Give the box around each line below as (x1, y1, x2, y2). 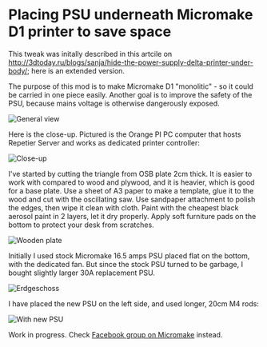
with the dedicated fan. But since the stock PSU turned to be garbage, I (8, 259, 244, 269)
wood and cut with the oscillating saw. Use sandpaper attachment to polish (8, 194, 256, 204)
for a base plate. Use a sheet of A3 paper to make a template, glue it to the (8, 185, 254, 195)
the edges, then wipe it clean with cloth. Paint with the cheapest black (8, 202, 239, 213)
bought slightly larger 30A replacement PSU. (8, 268, 156, 277)
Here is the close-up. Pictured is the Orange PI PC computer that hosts (8, 130, 241, 139)
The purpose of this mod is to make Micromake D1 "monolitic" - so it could (8, 82, 253, 91)
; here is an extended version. (26, 66, 126, 75)
